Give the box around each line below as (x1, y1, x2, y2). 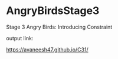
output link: (6, 34, 34, 41)
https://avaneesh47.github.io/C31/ (6, 46, 88, 53)
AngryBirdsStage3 (6, 4, 100, 18)
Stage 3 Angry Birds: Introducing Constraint (6, 23, 113, 30)
